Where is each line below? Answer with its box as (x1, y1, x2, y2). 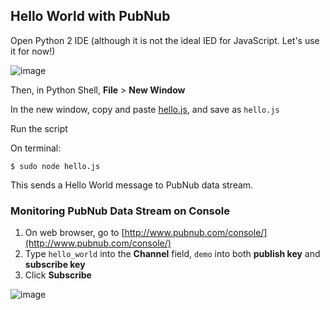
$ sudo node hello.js (10, 161, 101, 171)
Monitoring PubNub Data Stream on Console (10, 204, 230, 218)
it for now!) (10, 45, 56, 57)
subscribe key (24, 259, 86, 271)
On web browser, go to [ (24, 227, 125, 239)
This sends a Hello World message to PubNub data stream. (10, 179, 254, 191)
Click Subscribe (24, 269, 92, 281)
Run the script (10, 122, 68, 134)
